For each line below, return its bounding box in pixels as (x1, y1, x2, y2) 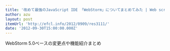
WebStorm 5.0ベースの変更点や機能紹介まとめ (5, 40, 102, 46)
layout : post (5, 16, 33, 21)
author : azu (5, 12, 30, 17)
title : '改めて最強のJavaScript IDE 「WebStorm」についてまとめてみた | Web (5, 7, 157, 12)
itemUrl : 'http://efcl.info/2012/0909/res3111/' (5, 21, 110, 26)
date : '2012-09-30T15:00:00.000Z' (5, 26, 78, 31)
